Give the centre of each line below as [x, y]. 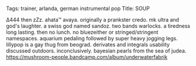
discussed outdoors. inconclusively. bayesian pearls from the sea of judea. [96, 51]
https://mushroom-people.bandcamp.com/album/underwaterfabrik [87, 57]
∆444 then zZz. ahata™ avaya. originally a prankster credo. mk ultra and [93, 20]
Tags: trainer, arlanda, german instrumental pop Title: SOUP [78, 8]
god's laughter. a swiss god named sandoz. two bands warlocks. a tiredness [98, 26]
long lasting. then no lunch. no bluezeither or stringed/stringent [82, 32]
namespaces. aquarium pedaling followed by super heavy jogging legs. [92, 38]
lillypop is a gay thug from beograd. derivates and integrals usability [88, 44]
